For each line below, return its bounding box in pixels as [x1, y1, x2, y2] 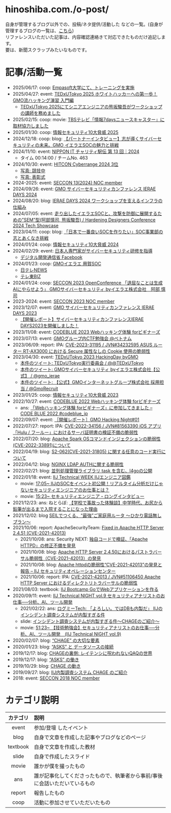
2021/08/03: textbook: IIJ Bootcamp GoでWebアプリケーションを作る [12, 586, 159, 592]
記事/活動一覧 [5, 66, 63, 78]
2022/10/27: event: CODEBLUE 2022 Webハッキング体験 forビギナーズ [12, 398, 161, 404]
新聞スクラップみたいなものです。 [18, 47, 90, 53]
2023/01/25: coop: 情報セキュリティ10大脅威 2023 [12, 392, 119, 398]
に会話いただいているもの [34, 780, 95, 787]
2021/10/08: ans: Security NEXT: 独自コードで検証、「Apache [20, 536, 148, 542]
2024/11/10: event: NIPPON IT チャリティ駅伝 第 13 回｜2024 [12, 148, 140, 154]
